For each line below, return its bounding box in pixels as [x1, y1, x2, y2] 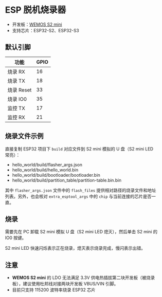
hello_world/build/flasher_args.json [12, 162, 83, 167]
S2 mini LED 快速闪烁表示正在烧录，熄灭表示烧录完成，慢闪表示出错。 [5, 245, 146, 251]
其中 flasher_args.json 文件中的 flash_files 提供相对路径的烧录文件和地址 [5, 187, 157, 193]
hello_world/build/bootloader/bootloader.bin [12, 172, 101, 178]
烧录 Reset [7, 86, 32, 93]
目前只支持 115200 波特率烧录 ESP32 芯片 [12, 287, 96, 293]
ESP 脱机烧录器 [5, 4, 67, 16]
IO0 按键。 [5, 235, 27, 241]
